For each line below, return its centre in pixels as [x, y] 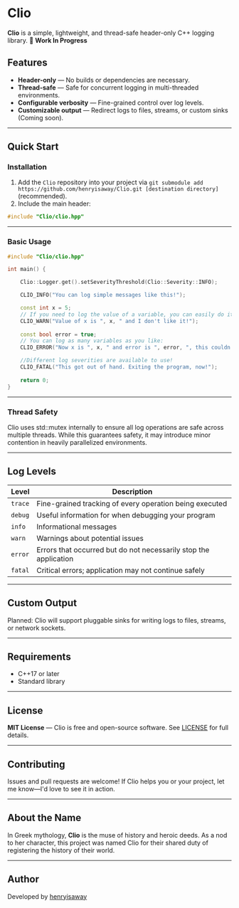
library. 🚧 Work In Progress [47, 40]
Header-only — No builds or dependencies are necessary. [103, 80]
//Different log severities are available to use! [97, 361]
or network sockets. [37, 628]
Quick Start [33, 147]
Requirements [39, 656]
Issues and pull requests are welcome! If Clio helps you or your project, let [116, 781]
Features [27, 63]
